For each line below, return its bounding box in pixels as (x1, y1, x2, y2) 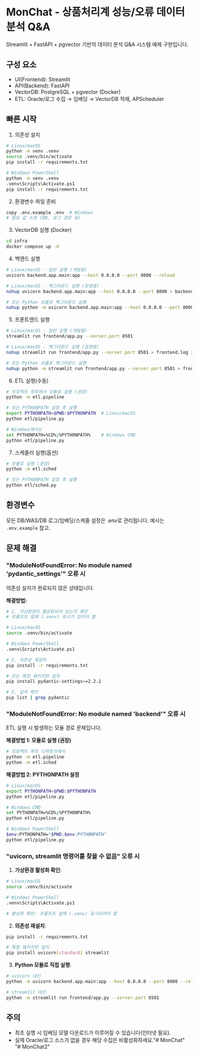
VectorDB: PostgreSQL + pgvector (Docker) (14, 88, 121, 95)
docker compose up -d (6, 244, 60, 250)
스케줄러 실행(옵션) (14, 449, 58, 456)
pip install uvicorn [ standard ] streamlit (6, 950, 110, 956)
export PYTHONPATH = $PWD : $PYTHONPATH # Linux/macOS (6, 411, 136, 417)
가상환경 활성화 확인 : (14, 867, 62, 874)
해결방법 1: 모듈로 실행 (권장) (6, 737, 72, 744)
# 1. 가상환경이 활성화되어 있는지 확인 (6, 608, 88, 614)
